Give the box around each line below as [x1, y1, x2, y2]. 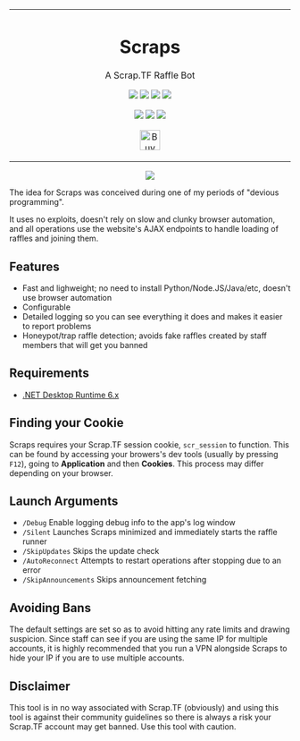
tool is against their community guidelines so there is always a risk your [9, 711, 272, 723]
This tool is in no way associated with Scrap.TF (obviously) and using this [9, 703, 279, 713]
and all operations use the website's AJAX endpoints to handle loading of [9, 224, 279, 234]
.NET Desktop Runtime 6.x [21, 389, 120, 400]
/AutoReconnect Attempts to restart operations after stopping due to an [21, 555, 282, 566]
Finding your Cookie [9, 415, 124, 430]
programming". [9, 197, 64, 208]
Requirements [9, 366, 89, 381]
